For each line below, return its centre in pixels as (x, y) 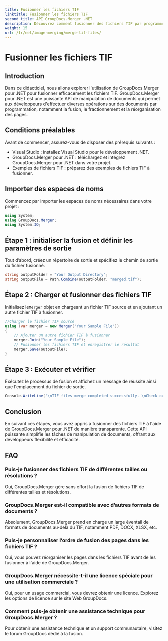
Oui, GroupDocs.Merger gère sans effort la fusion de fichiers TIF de (75, 486)
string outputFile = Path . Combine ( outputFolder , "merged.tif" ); (73, 279)
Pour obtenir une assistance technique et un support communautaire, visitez (84, 628)
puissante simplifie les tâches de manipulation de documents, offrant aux (80, 434)
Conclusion (23, 411)
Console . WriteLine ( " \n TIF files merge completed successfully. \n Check (81, 396)
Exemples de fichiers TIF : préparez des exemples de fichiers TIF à (81, 168)
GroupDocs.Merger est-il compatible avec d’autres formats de (82, 505)
